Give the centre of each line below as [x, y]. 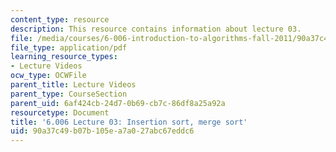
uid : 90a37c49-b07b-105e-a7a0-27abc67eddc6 [102, 131]
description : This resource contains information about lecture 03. [156, 29]
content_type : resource [60, 19]
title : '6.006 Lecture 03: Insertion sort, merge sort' [129, 122]
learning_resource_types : [64, 57]
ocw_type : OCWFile [48, 76]
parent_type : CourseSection [69, 94]
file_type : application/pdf [69, 47]
